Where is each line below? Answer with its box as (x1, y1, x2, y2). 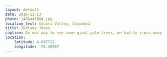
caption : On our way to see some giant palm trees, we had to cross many (5, 30, 162, 35)
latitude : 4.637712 (14, 40, 55, 45)
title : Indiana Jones (5, 26, 50, 31)
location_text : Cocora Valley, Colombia (5, 21, 91, 26)
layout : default (5, 7, 39, 12)
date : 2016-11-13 (5, 12, 41, 17)
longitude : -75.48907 (14, 44, 59, 49)
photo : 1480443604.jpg (5, 16, 52, 21)
